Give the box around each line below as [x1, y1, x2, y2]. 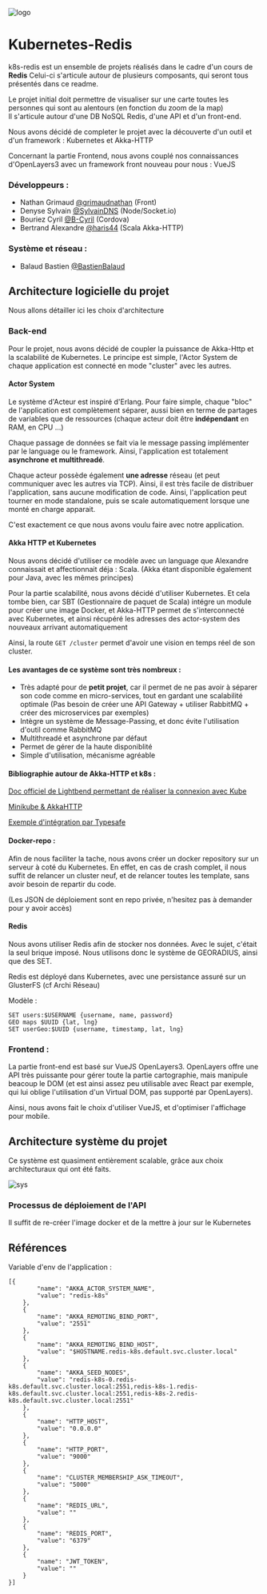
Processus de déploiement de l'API [8, 1200, 146, 1211]
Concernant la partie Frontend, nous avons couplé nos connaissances [8, 150, 239, 160]
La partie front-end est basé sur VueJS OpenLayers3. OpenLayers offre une [8, 1062, 259, 1072]
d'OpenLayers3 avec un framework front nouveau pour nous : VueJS [8, 159, 236, 169]
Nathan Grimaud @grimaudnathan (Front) [19, 198, 157, 207]
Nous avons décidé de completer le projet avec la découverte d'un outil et [8, 126, 253, 136]
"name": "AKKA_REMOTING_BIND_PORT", [37, 1312, 159, 1321]
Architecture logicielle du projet [8, 284, 169, 298]
